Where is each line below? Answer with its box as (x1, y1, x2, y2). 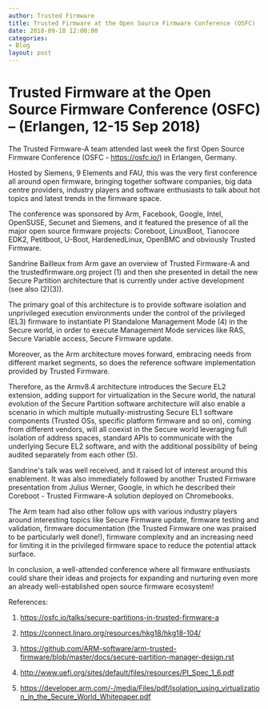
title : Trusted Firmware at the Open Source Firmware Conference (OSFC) (8, 19, 256, 27)
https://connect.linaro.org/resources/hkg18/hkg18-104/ (19, 628, 202, 638)
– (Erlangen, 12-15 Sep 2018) (8, 118, 201, 136)
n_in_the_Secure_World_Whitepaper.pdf (19, 691, 151, 701)
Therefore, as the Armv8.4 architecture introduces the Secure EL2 (8, 381, 226, 391)
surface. (8, 549, 36, 558)
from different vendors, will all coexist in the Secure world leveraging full (8, 424, 247, 433)
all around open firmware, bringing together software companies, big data (8, 176, 252, 186)
